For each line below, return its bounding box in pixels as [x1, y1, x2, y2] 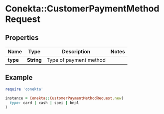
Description [62, 48, 91, 55]
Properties [5, 33, 39, 42]
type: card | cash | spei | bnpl [9, 100, 79, 105]
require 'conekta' [5, 87, 43, 92]
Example [5, 73, 33, 82]
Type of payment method [46, 57, 106, 63]
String [26, 57, 42, 63]
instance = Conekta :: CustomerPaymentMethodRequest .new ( [5, 96, 124, 101]
